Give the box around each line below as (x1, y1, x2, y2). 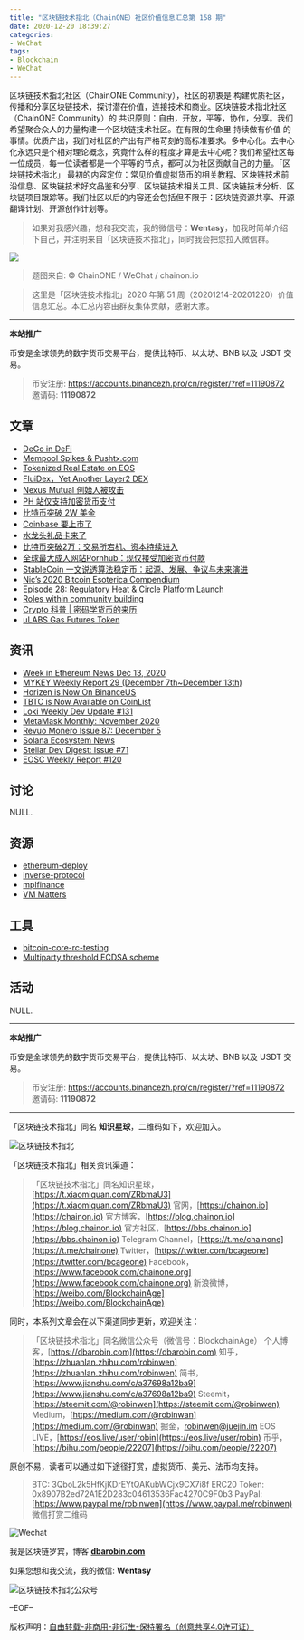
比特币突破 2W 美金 (22, 506, 97, 517)
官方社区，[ (123, 1222, 167, 1233)
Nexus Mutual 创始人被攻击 (22, 484, 125, 495)
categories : (9, 30, 54, 39)
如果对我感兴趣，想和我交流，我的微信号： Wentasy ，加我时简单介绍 (31, 222, 289, 233)
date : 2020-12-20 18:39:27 (9, 22, 111, 31)
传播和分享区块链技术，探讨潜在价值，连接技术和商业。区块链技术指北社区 (9, 101, 287, 111)
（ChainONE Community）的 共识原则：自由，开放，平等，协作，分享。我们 (9, 112, 294, 123)
